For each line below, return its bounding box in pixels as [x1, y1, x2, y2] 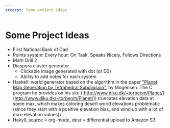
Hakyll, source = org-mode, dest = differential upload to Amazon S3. [12, 117, 157, 123]
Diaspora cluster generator [12, 62, 69, 69]
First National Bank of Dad [12, 46, 68, 53]
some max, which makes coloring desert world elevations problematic [12, 100, 160, 107]
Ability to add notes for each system [20, 73, 97, 80]
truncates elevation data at [98, 95, 154, 101]
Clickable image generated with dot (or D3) [20, 68, 111, 74]
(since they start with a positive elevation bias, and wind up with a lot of [12, 106, 163, 112]
